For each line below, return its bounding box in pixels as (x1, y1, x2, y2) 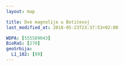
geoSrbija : (6, 46, 33, 52)
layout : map (6, 8, 35, 15)
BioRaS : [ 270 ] (6, 40, 41, 47)
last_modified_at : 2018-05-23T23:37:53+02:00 (6, 25, 118, 30)
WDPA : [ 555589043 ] (6, 35, 51, 41)
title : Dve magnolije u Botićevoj (6, 19, 90, 25)
